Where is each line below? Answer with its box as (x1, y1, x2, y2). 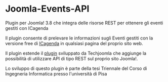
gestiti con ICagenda (5, 25, 49, 31)
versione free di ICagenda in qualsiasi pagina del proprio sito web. (5, 40, 143, 46)
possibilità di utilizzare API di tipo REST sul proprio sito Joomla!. (5, 55, 138, 61)
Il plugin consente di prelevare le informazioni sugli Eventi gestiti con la (5, 35, 153, 41)
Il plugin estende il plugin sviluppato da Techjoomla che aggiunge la (5, 50, 147, 56)
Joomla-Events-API (5, 3, 90, 15)
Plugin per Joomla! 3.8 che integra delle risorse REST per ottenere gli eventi (5, 20, 163, 26)
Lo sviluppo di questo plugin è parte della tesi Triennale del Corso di (5, 65, 147, 71)
